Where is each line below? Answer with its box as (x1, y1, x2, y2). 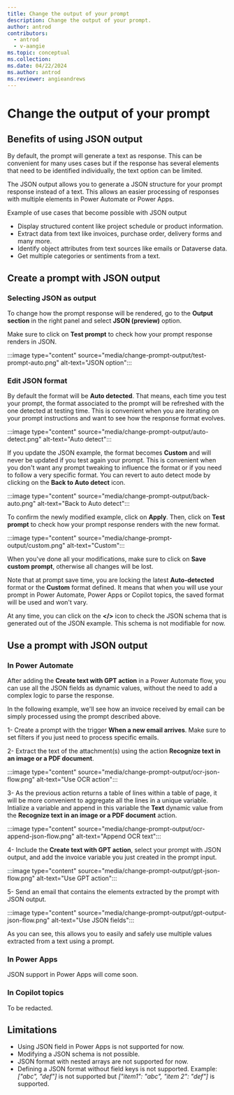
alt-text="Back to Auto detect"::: (37, 500, 131, 508)
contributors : (7, 29, 49, 37)
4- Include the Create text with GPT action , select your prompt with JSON (7, 846, 221, 854)
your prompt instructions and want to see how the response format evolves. (7, 414, 226, 423)
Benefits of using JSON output (7, 133, 143, 145)
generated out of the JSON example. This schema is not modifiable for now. (7, 619, 226, 628)
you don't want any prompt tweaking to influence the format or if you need (7, 463, 222, 472)
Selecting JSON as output (7, 293, 96, 303)
